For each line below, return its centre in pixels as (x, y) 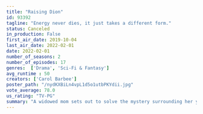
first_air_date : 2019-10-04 (42, 40)
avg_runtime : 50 (28, 74)
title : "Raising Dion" (35, 12)
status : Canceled (28, 29)
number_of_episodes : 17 (36, 62)
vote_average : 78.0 (31, 90)
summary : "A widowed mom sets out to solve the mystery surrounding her (100, 101)
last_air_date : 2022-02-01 (40, 46)
